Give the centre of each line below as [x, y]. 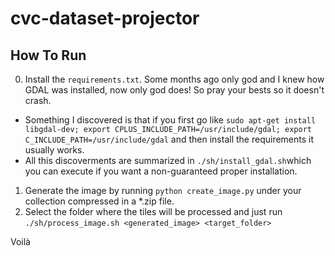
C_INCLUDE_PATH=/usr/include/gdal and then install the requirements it [169, 139]
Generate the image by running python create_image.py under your [163, 190]
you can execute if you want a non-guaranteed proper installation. [161, 171]
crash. [38, 100]
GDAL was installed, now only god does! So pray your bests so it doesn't [174, 90]
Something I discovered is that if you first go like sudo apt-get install [170, 120]
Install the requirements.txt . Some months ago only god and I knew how [174, 79]
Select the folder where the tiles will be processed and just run [153, 211]
